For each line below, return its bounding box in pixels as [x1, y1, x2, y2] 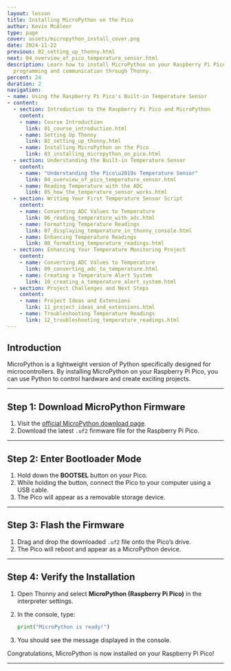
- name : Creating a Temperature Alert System [19, 272, 153, 279]
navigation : [7, 87, 41, 93]
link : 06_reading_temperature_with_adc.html [25, 214, 155, 221]
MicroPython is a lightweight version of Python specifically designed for [7, 360, 211, 368]
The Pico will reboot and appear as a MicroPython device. [16, 545, 181, 553]
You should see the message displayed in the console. [16, 636, 172, 644]
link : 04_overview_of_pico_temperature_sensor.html [25, 176, 177, 183]
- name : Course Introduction [19, 118, 103, 126]
